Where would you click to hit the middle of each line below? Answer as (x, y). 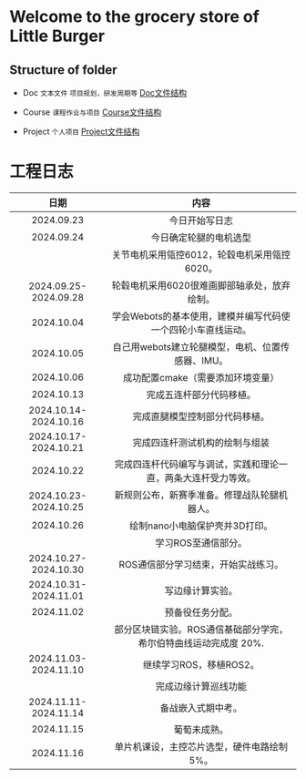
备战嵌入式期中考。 (201, 708)
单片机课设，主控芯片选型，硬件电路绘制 (201, 746)
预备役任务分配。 (201, 612)
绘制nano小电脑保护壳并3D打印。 (201, 526)
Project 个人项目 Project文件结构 (81, 131)
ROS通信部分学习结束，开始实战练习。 (201, 564)
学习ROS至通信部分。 (201, 542)
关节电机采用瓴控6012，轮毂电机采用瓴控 (201, 254)
